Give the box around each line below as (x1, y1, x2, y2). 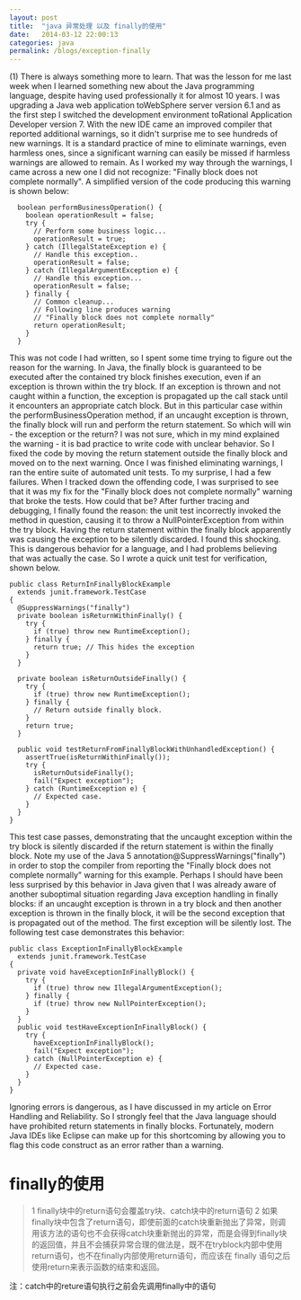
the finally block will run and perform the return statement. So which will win (9, 420, 292, 430)
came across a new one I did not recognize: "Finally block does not (9, 167, 259, 178)
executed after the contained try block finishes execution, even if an (9, 372, 261, 383)
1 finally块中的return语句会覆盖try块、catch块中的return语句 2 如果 (31, 1206, 279, 1216)
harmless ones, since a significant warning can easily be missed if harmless (9, 147, 290, 158)
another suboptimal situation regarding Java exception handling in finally (9, 889, 279, 899)
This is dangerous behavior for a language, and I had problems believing (9, 544, 278, 554)
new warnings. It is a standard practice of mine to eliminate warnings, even (9, 138, 288, 149)
